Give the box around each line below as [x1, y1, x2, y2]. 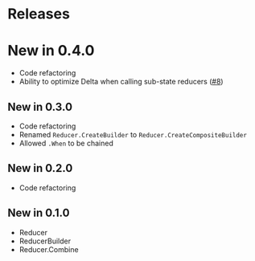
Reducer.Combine [19, 244, 79, 254]
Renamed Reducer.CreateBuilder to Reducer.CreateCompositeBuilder [19, 129, 247, 139]
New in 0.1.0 [7, 206, 70, 220]
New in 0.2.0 [7, 161, 73, 175]
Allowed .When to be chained [19, 138, 113, 148]
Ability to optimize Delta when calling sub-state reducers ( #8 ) [19, 77, 224, 87]
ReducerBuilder [19, 236, 72, 246]
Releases [7, 5, 70, 23]
